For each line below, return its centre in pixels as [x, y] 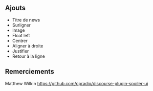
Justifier [21, 51]
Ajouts [15, 8]
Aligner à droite [28, 45]
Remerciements [30, 72]
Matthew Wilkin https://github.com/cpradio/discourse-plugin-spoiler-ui [76, 83]
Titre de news [26, 20]
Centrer [20, 41]
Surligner [21, 25]
